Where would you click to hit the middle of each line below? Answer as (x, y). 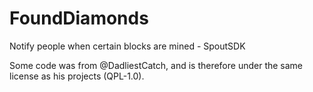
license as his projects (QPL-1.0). (77, 76)
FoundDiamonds (79, 18)
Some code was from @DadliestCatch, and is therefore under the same (156, 65)
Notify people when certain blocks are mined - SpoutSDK (127, 46)
